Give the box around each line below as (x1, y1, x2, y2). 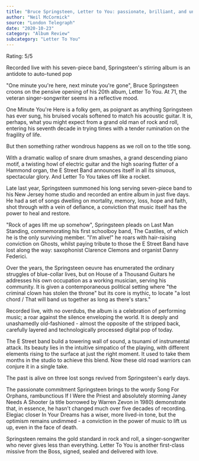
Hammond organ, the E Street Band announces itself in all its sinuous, (6, 167, 176, 174)
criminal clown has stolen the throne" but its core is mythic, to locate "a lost (6, 290, 191, 297)
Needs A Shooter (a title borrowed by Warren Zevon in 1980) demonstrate (6, 399, 187, 405)
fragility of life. (6, 131, 41, 138)
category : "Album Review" (6, 31, 70, 37)
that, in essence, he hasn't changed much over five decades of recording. (6, 405, 187, 412)
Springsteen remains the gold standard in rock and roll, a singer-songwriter (6, 435, 190, 442)
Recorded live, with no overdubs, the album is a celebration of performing (6, 307, 186, 314)
